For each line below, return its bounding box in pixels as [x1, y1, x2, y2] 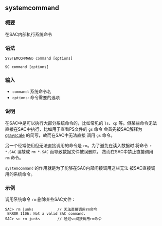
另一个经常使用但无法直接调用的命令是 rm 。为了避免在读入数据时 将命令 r [5, 142, 152, 148]
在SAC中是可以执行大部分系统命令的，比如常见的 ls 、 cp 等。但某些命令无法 [5, 120, 157, 126]
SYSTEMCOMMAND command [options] [5, 56, 73, 61]
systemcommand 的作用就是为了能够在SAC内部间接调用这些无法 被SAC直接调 [5, 165, 156, 171]
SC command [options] [5, 64, 49, 70]
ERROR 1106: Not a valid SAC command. [7, 211, 86, 216]
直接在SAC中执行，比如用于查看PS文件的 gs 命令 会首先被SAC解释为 [5, 126, 143, 132]
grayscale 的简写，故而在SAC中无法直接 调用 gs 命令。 [5, 132, 115, 138]
